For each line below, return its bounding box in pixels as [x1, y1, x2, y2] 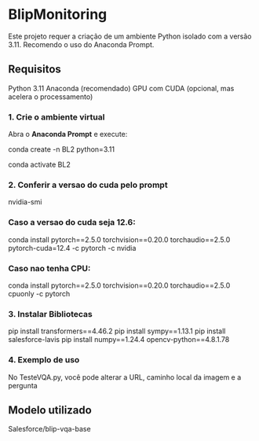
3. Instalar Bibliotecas [8, 308, 93, 319]
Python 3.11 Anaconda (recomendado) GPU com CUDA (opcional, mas [8, 83, 235, 93]
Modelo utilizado [8, 403, 92, 417]
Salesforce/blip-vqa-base [8, 424, 92, 434]
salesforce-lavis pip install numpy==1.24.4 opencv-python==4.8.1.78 [8, 335, 230, 344]
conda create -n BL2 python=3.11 [8, 145, 115, 154]
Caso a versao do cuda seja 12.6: [8, 217, 136, 228]
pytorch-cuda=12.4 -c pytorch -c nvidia [8, 243, 137, 252]
